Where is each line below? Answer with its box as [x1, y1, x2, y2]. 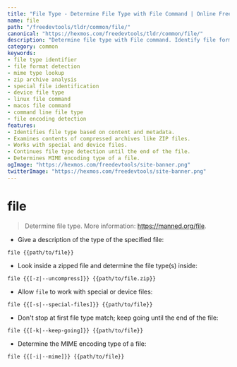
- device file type [7, 89, 65, 96]
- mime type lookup [7, 69, 65, 76]
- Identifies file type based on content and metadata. [7, 128, 175, 136]
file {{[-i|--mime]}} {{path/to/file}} [7, 353, 125, 360]
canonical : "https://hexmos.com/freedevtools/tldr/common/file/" [7, 30, 203, 37]
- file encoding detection [7, 115, 87, 122]
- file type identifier [7, 56, 78, 64]
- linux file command [7, 96, 71, 103]
